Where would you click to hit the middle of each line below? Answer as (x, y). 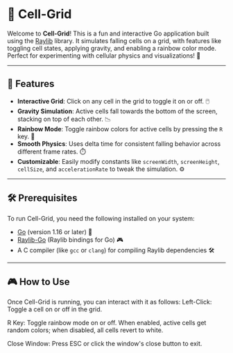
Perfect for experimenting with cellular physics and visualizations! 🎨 (104, 56)
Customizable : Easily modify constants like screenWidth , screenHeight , (118, 161)
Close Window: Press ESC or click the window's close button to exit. (105, 344)
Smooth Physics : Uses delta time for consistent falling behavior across (119, 143)
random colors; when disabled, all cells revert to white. (85, 330)
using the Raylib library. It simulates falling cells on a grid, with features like (114, 40)
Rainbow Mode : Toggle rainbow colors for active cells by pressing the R (120, 129)
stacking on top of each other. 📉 (64, 119)
